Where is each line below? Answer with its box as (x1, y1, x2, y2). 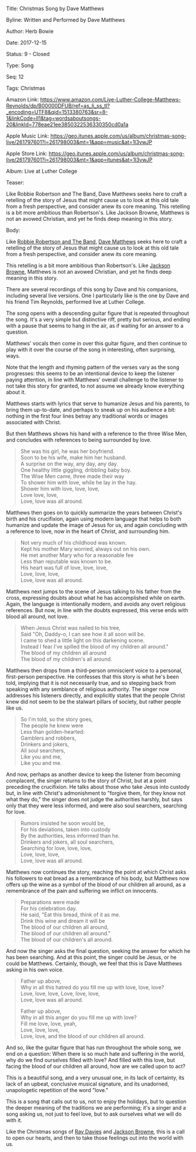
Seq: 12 (6, 73, 24, 80)
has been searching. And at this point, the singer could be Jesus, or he (6, 954, 177, 960)
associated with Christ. (6, 419, 61, 425)
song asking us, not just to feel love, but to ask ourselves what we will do (6, 1110, 182, 1117)
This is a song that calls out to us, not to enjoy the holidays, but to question (6, 1098, 187, 1105)
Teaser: (6, 179, 25, 186)
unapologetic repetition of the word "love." (6, 1087, 109, 1093)
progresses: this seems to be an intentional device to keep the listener (6, 370, 176, 377)
